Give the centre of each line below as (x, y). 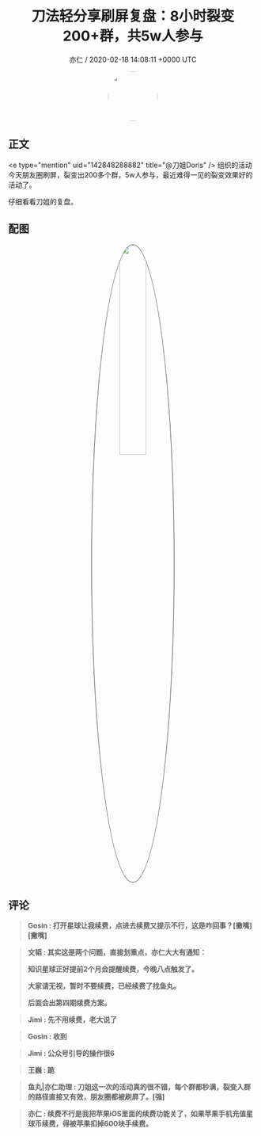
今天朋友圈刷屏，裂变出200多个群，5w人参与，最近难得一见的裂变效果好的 (130, 174)
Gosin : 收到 (47, 1037)
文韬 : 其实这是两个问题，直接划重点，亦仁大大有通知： (117, 952)
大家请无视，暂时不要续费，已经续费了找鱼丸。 (104, 986)
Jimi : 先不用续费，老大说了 (72, 1020)
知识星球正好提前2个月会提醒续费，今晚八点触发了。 (113, 969)
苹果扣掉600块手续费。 (114, 1124)
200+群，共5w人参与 (133, 36)
